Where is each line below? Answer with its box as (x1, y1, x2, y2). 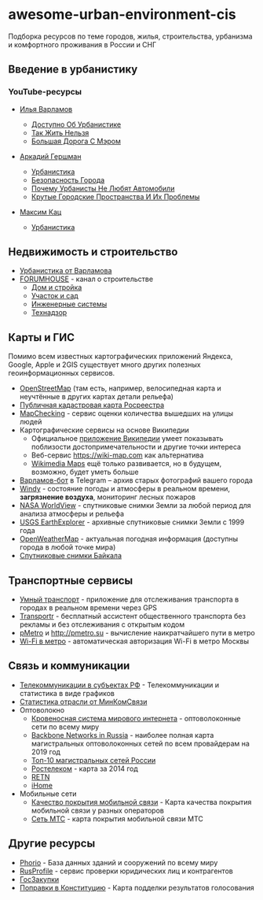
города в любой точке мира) (19, 543, 116, 552)
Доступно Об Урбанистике (31, 120, 122, 129)
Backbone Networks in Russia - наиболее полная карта (31, 730, 214, 739)
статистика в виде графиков (19, 688, 115, 698)
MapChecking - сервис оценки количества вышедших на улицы (19, 409, 234, 418)
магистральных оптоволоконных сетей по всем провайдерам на (31, 739, 250, 748)
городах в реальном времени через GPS (19, 603, 158, 613)
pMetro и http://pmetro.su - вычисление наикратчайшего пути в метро (19, 628, 255, 638)
